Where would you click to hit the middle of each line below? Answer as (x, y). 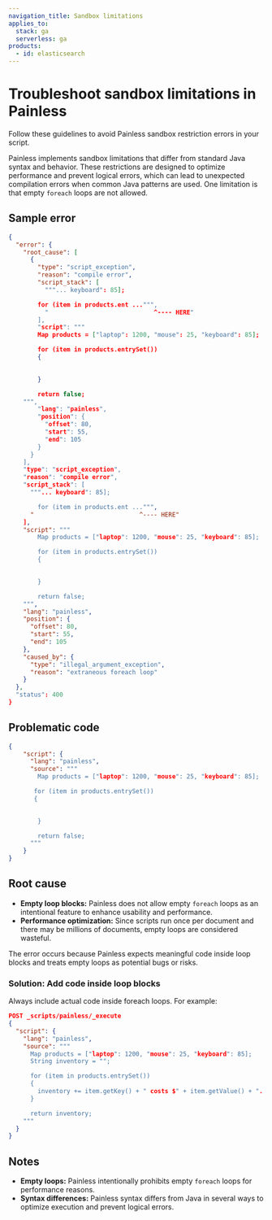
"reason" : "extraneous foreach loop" (94, 672)
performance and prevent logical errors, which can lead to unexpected (127, 175)
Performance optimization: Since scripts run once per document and (137, 921)
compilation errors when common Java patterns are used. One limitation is (133, 184)
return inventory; (61, 1113)
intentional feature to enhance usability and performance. (116, 912)
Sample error (42, 218)
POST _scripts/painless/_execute (65, 1016)
